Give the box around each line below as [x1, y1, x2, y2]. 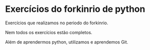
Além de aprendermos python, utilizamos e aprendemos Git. [5, 39, 128, 45]
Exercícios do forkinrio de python [5, 3, 146, 15]
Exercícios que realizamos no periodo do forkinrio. [5, 20, 108, 26]
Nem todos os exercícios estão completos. [5, 29, 93, 35]
